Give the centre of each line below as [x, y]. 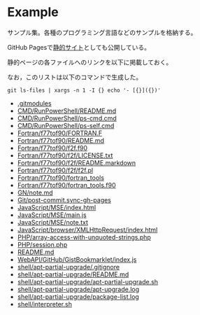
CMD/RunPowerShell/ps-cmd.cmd [67, 118]
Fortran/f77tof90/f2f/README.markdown [77, 162]
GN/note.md [35, 192]
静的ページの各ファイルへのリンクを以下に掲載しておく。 [90, 62]
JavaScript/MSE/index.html [57, 207]
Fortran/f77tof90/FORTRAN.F [60, 133]
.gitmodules [34, 103]
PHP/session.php [42, 244]
